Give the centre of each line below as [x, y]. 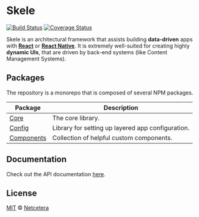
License [22, 193]
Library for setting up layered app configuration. [121, 127]
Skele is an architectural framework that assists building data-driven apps [100, 39]
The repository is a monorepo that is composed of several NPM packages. [100, 93]
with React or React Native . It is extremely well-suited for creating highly [98, 46]
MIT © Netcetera [28, 208]
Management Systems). [36, 59]
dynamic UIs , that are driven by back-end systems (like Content [87, 52]
